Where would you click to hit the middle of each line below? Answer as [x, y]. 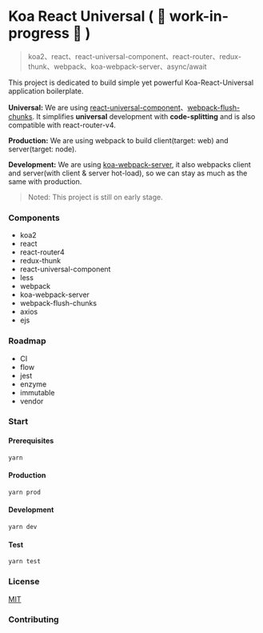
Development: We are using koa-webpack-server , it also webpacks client [130, 164]
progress [39, 33]
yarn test [25, 562]
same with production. [45, 181]
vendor [32, 401]
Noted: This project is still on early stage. [95, 197]
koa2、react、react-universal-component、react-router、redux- [135, 56]
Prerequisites [31, 441]
